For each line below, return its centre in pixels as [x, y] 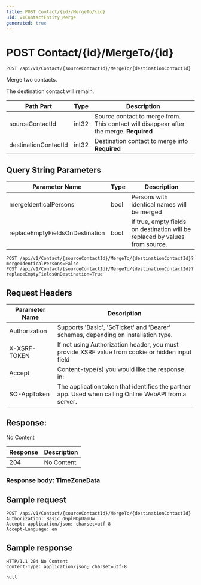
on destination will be [161, 229]
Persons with [150, 197]
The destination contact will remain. [50, 91]
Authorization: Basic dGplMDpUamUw [51, 519]
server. [67, 401]
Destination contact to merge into [141, 141]
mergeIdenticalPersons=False [42, 264]
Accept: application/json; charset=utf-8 [59, 524]
